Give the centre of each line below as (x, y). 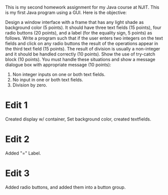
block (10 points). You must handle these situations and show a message (80, 59)
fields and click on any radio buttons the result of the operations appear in (82, 43)
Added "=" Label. (23, 153)
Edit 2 (17, 139)
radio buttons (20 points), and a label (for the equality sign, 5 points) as (79, 33)
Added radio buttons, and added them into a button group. (65, 187)
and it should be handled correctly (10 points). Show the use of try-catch (80, 54)
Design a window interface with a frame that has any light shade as (74, 22)
